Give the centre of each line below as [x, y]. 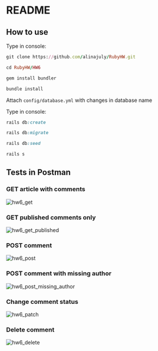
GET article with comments [46, 189]
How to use [27, 32]
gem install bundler [32, 78]
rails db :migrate [27, 133]
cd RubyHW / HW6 [24, 67]
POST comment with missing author [59, 273]
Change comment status [42, 302]
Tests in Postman [38, 172]
